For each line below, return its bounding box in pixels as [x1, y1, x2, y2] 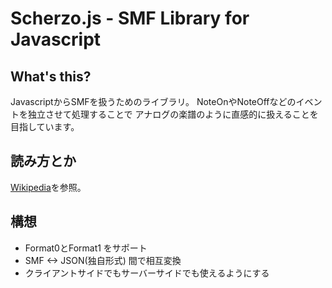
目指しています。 [10, 121, 80, 132]
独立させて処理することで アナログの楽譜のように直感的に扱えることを [27, 108, 319, 120]
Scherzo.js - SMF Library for [10, 7, 250, 30]
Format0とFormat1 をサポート [24, 242, 148, 254]
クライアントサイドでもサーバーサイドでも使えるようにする [24, 267, 270, 279]
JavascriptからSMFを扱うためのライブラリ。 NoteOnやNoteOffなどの [10, 96, 297, 107]
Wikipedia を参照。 [10, 181, 87, 193]
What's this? [10, 68, 92, 85]
